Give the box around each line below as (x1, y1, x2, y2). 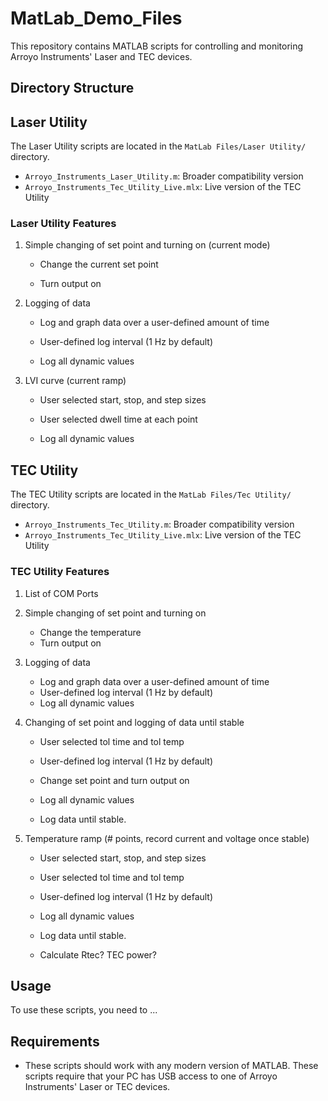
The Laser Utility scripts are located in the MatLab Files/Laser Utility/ (10, 140, 307, 152)
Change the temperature (39, 626, 142, 638)
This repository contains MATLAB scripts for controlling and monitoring (10, 40, 304, 52)
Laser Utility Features (10, 217, 117, 231)
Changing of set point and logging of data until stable (24, 716, 245, 728)
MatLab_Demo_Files (10, 7, 183, 30)
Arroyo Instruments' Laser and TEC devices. (10, 50, 193, 62)
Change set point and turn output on (39, 774, 190, 786)
